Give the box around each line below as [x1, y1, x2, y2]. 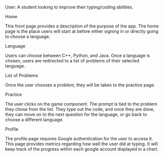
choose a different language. [5, 117, 64, 122]
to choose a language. [5, 34, 51, 39]
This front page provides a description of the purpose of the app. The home [5, 23, 159, 29]
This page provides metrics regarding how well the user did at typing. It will [5, 141, 158, 147]
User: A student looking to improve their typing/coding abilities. [5, 4, 134, 10]
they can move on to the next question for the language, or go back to [5, 111, 147, 117]
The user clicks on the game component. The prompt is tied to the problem [5, 101, 158, 107]
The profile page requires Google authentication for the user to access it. [5, 136, 153, 141]
